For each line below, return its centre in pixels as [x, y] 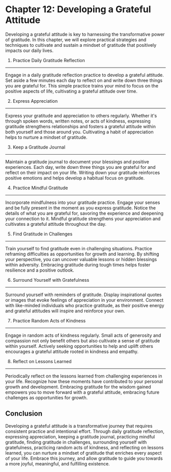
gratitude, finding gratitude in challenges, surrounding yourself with [76, 442]
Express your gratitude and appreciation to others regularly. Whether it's [81, 115]
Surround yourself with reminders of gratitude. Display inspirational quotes [83, 294]
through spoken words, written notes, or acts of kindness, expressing [78, 121]
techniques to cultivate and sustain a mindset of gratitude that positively [81, 45]
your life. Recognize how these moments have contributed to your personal [84, 381]
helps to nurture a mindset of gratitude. [46, 137]
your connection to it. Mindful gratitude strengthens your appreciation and [83, 218]
